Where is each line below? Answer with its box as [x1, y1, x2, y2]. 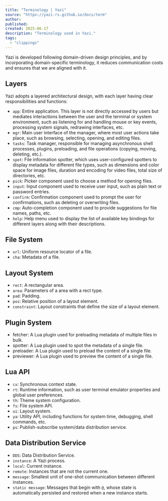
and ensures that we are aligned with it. [5, 65, 87, 71]
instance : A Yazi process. [12, 458, 66, 464]
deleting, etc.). [12, 151, 43, 157]
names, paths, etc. [12, 210, 51, 216]
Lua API [5, 368, 30, 376]
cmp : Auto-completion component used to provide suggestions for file [12, 205, 157, 211]
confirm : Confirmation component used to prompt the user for [12, 194, 142, 200]
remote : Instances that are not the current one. [12, 468, 109, 474]
